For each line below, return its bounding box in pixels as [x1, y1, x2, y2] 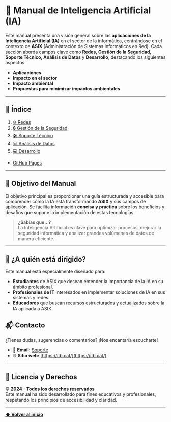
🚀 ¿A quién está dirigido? [5, 255, 87, 264]
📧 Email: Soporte [12, 347, 48, 353]
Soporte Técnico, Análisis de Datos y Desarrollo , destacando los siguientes [5, 54, 166, 60]
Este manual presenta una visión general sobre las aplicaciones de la [5, 32, 151, 38]
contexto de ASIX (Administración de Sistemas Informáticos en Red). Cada [5, 43, 162, 49]
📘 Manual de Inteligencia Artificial [5, 5, 151, 16]
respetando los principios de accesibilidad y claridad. [5, 397, 117, 403]
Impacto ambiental [12, 80, 53, 86]
